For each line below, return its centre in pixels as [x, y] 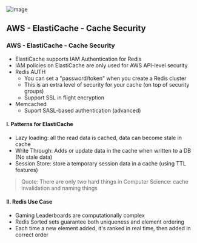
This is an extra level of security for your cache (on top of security [107, 84]
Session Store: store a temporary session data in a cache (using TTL [101, 163]
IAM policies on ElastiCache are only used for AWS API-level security [101, 65]
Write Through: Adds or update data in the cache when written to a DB [103, 150]
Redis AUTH [30, 72]
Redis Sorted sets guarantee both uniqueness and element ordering [100, 222]
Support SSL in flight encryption [64, 98]
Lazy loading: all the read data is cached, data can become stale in [98, 138]
